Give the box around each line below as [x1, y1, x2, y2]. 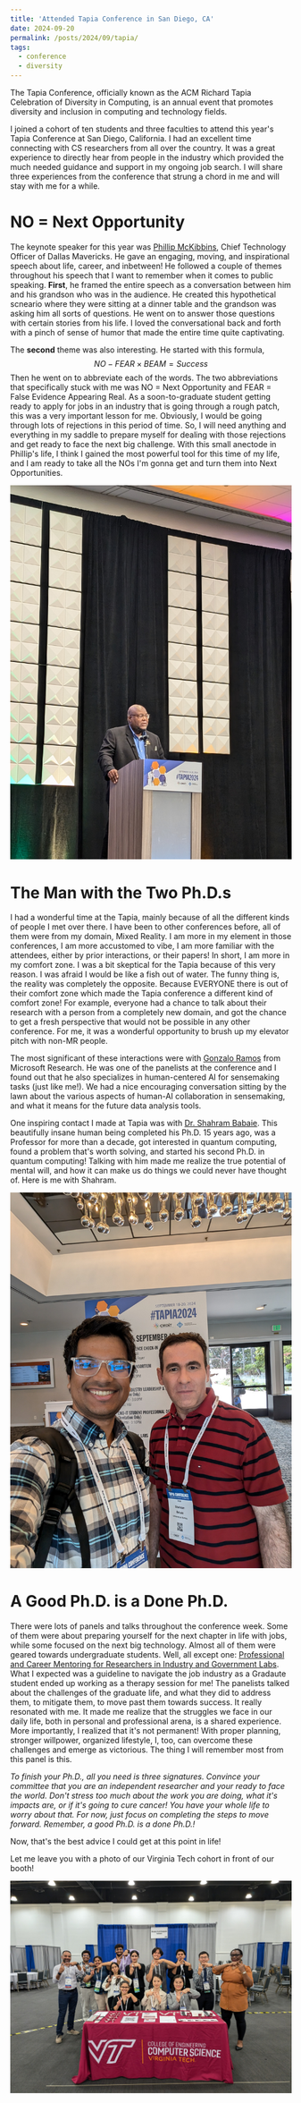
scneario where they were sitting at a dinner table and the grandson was [10, 298, 277, 309]
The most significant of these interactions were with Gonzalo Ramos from [10, 1053, 281, 1064]
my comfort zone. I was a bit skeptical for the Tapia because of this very [10, 960, 276, 971]
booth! [10, 1863, 35, 1874]
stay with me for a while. [10, 181, 101, 191]
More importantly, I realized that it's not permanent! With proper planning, [10, 1726, 281, 1736]
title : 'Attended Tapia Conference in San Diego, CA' [10, 14, 215, 23]
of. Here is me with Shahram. [10, 1174, 117, 1185]
